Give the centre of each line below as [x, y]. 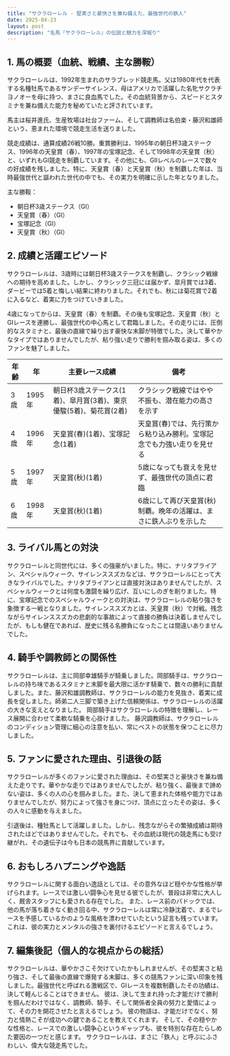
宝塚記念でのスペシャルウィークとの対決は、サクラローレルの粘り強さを [120, 599]
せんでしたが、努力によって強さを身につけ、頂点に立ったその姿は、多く [120, 803]
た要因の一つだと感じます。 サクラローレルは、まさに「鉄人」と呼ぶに [107, 1036]
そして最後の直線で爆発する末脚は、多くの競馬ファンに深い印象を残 [127, 977]
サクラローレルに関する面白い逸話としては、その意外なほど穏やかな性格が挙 [115, 884]
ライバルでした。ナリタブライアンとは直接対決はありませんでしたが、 [117, 582]
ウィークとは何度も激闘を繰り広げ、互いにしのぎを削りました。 [120, 591]
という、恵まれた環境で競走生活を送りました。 [73, 129]
